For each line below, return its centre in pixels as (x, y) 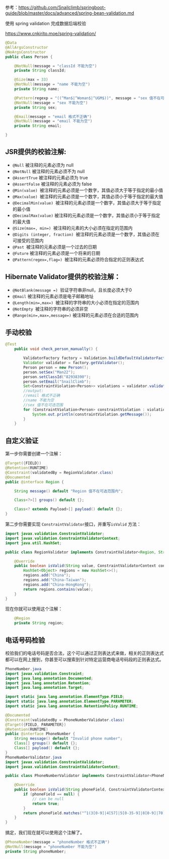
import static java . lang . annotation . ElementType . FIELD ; (65, 697)
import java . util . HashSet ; (33, 543)
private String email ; (38, 126)
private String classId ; (40, 70)
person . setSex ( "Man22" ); (49, 372)
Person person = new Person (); (56, 367)
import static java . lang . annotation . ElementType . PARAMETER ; (70, 701)
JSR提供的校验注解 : (36, 152)
